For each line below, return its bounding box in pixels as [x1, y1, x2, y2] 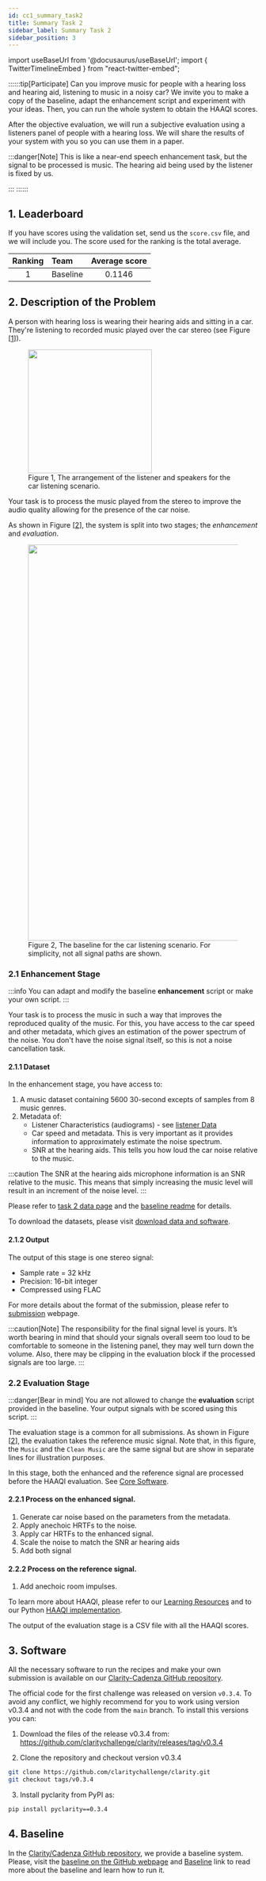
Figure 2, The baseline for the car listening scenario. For [28, 940, 211, 949]
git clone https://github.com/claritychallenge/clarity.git [8, 1768, 211, 1776]
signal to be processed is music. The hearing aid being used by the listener [8, 160, 253, 170]
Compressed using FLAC [19, 1284, 101, 1294]
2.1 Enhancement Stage [8, 968, 101, 979]
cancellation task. [8, 1044, 66, 1054]
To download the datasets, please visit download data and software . [8, 1217, 231, 1227]
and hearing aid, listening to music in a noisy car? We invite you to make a [8, 88, 249, 97]
